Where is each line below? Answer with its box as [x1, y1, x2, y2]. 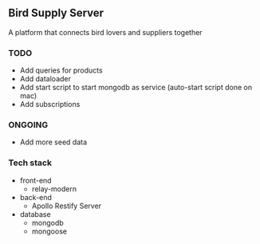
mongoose [31, 226, 68, 236]
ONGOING [8, 120, 49, 131]
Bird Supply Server [8, 6, 104, 20]
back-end [19, 192, 52, 202]
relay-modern [31, 183, 77, 194]
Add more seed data [19, 137, 88, 147]
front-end [19, 175, 52, 185]
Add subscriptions [19, 100, 81, 109]
